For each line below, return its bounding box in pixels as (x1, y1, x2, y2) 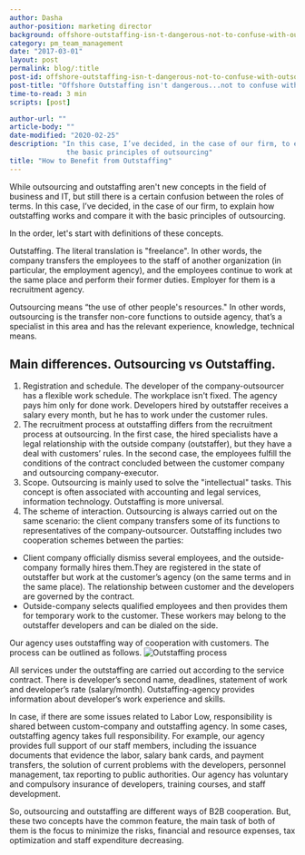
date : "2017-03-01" (9, 47, 84, 56)
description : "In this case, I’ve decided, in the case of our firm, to (9, 140, 290, 149)
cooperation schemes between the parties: (22, 535, 184, 545)
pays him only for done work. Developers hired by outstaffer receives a (22, 400, 289, 411)
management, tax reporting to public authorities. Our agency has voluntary (9, 769, 289, 781)
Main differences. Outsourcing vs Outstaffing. (9, 357, 276, 372)
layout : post (9, 55, 59, 64)
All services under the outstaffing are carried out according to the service (9, 664, 285, 676)
